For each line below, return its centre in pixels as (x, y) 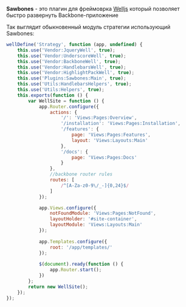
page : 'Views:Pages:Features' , (111, 135)
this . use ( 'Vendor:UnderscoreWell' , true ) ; (72, 56)
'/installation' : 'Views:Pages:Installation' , (121, 124)
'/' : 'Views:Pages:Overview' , (99, 118)
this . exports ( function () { (53, 95)
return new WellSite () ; (58, 287)
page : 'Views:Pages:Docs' (104, 157)
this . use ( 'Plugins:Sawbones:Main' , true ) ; (72, 78)
